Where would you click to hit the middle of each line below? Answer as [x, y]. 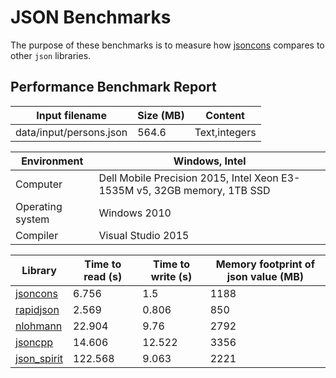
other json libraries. [51, 55]
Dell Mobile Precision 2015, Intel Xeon [188, 178]
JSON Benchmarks [91, 17]
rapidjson [37, 309]
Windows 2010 [135, 213]
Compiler [37, 235]
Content [225, 115]
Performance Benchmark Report [113, 87]
